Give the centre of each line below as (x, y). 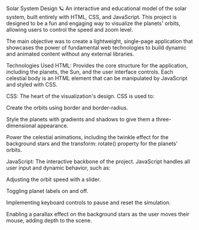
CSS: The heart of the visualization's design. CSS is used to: (80, 96)
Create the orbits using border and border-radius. (67, 108)
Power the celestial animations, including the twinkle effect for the (88, 137)
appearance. (53, 125)
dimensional (21, 125)
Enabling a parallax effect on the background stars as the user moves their (98, 214)
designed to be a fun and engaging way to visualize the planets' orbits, (94, 23)
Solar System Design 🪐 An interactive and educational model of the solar (97, 8)
